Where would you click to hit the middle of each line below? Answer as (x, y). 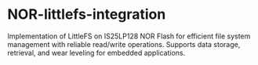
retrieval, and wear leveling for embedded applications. (96, 52)
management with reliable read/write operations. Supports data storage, (124, 44)
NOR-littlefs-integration (87, 14)
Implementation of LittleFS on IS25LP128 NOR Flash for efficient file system (129, 36)
